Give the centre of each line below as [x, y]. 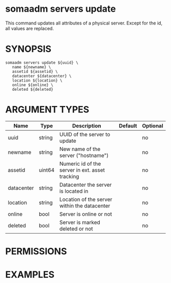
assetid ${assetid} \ [35, 71]
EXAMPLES [30, 275]
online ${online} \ [33, 85]
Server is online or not [86, 214]
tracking [69, 176]
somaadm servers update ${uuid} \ [42, 62]
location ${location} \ [37, 80]
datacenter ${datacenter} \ [42, 76]
